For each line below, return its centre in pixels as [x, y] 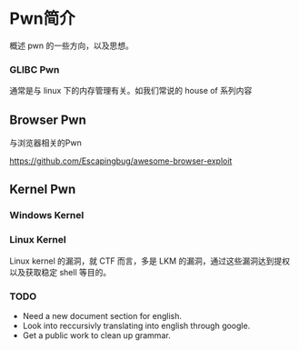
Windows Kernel [47, 215]
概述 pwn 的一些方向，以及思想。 [71, 45]
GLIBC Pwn [35, 69]
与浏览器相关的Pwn [45, 143]
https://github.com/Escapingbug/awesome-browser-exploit [121, 161]
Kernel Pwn [43, 190]
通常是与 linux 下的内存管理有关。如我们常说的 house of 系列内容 [131, 91]
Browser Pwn [48, 120]
